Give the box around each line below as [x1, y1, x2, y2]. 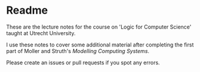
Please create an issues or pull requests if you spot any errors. [6, 59, 160, 66]
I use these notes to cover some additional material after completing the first [6, 41, 194, 48]
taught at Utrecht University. [6, 29, 76, 36]
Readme [6, 4, 48, 17]
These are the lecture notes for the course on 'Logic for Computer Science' [6, 23, 192, 30]
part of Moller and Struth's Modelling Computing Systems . [6, 47, 150, 54]
